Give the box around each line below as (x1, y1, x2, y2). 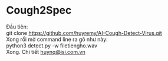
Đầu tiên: (6, 23, 28, 30)
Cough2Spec (6, 4, 72, 17)
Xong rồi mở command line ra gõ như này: (6, 36, 108, 43)
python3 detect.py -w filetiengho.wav (6, 42, 98, 49)
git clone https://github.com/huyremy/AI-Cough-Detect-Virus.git (6, 29, 162, 36)
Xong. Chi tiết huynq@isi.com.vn (6, 48, 85, 55)
